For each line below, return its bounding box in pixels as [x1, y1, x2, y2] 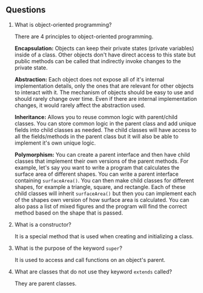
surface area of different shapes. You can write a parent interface [14, 170, 179, 178]
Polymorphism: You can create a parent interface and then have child [14, 151, 190, 158]
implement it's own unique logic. [14, 139, 96, 146]
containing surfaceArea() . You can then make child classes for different [14, 176, 194, 184]
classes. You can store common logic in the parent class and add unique [14, 120, 196, 127]
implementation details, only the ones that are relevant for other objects [14, 82, 194, 89]
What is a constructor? [14, 221, 72, 228]
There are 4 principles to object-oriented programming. [14, 33, 154, 40]
